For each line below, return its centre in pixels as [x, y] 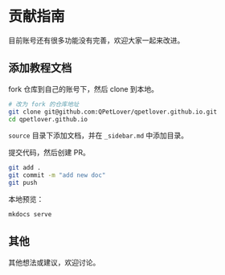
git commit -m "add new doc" [57, 175]
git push [23, 183]
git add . [25, 168]
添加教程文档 [40, 68]
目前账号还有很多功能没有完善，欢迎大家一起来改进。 [96, 40]
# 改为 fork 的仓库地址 [44, 104]
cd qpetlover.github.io [48, 119]
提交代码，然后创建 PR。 [49, 153]
